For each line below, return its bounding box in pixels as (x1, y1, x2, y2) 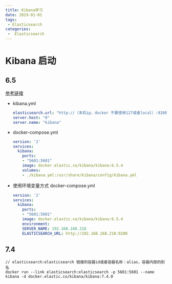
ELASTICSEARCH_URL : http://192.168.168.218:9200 (22, 231, 128, 236)
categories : (5, 27, 31, 32)
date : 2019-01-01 (5, 12, 42, 17)
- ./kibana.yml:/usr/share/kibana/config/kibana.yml (22, 173, 137, 178)
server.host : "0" (12, 115, 50, 120)
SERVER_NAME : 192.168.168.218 (22, 226, 87, 231)
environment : (22, 221, 50, 226)
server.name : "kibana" (12, 120, 61, 125)
